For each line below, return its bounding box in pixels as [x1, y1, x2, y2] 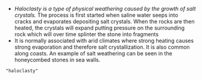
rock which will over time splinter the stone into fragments [14, 31, 159, 38]
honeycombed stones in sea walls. [14, 57, 101, 63]
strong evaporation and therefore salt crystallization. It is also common [14, 43, 191, 51]
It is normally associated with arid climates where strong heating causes [14, 37, 194, 44]
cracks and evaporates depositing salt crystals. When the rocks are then [14, 18, 195, 25]
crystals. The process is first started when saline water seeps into [14, 11, 178, 19]
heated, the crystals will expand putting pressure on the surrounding [14, 24, 185, 31]
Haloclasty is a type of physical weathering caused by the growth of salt [14, 5, 196, 12]
